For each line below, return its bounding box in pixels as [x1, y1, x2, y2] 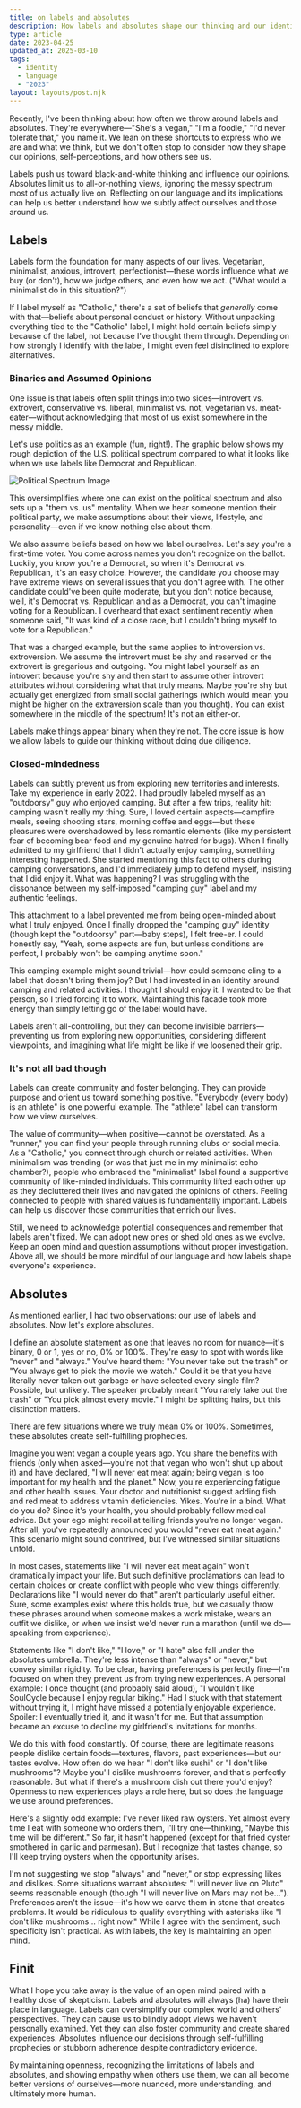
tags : [9, 55, 30, 64]
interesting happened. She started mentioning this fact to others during [9, 854, 271, 865]
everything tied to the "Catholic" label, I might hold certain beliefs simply [9, 321, 277, 332]
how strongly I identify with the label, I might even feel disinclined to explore [9, 340, 289, 351]
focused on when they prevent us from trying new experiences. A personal [9, 1674, 286, 1685]
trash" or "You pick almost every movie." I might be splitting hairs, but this [9, 1394, 282, 1405]
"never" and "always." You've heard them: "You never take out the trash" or [9, 1356, 288, 1367]
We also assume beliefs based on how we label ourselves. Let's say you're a [9, 538, 292, 549]
